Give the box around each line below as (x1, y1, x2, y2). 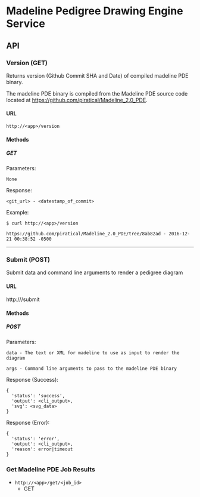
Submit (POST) (6, 255, 51, 263)
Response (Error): (6, 419, 49, 426)
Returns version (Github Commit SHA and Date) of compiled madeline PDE (6, 72, 189, 79)
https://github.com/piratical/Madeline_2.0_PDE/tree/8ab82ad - (6, 231, 167, 237)
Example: (6, 208, 29, 216)
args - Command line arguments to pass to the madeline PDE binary (6, 366, 177, 372)
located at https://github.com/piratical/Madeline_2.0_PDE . (6, 96, 148, 103)
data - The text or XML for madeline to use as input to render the (6, 349, 180, 356)
